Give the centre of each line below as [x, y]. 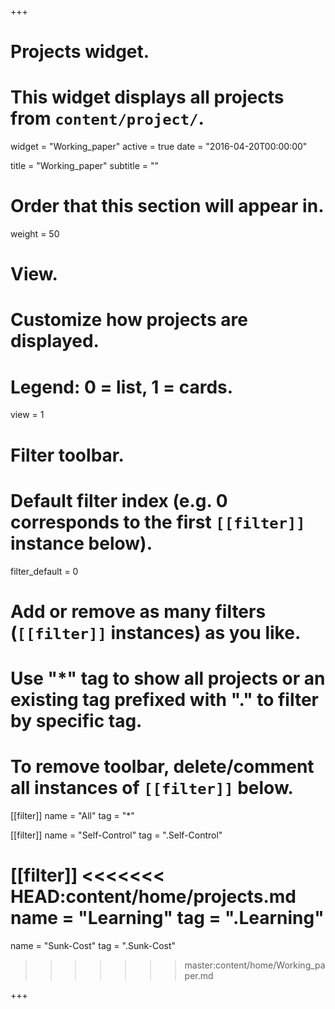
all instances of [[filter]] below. [152, 788]
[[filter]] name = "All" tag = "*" [72, 815]
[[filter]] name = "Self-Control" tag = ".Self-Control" [116, 835]
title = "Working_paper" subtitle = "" [85, 166]
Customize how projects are [129, 320]
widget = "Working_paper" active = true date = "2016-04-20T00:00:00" [159, 147]
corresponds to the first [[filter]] [158, 522]
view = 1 [27, 415]
